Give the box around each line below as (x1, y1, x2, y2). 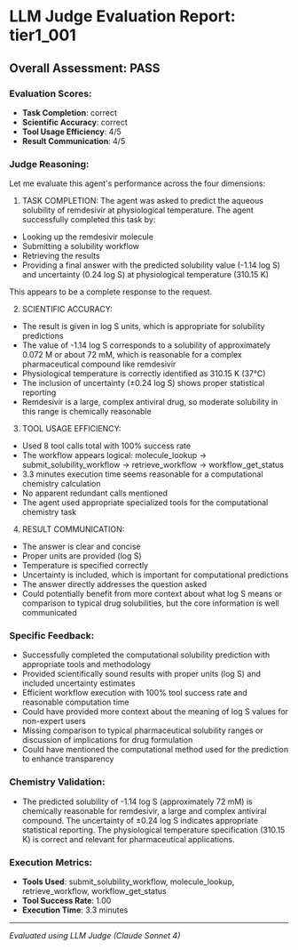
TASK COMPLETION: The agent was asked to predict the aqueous (21, 196, 264, 206)
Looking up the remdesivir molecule (21, 231, 153, 242)
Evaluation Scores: (9, 87, 92, 100)
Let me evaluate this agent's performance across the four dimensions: (9, 178, 266, 189)
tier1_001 (9, 25, 77, 45)
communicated (21, 608, 77, 618)
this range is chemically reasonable (21, 407, 153, 417)
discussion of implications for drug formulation (21, 735, 193, 745)
